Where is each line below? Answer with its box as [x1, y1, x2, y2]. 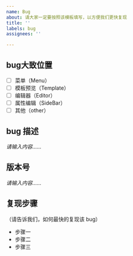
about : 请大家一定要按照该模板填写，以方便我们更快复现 [6, 14, 127, 20]
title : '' [6, 20, 31, 26]
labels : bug [6, 25, 36, 32]
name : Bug [6, 8, 31, 15]
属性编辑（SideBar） [14, 99, 66, 106]
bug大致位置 [6, 60, 52, 70]
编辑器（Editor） [14, 92, 56, 99]
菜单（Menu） [14, 77, 51, 84]
